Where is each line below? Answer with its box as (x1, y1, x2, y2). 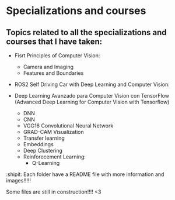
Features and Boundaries (23, 70, 84, 77)
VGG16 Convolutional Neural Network (23, 122, 114, 129)
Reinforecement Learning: (23, 153, 86, 160)
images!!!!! (6, 177, 31, 184)
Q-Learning (32, 160, 60, 166)
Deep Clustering (23, 147, 63, 154)
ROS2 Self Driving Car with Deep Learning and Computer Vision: (14, 81, 170, 88)
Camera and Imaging (23, 63, 74, 70)
